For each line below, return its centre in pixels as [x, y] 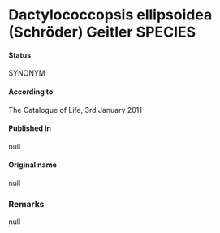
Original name [32, 165]
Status [20, 55]
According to [31, 92]
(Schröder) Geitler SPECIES [102, 32]
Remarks [26, 204]
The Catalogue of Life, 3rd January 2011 [75, 110]
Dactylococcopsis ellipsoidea [110, 15]
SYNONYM [27, 73]
